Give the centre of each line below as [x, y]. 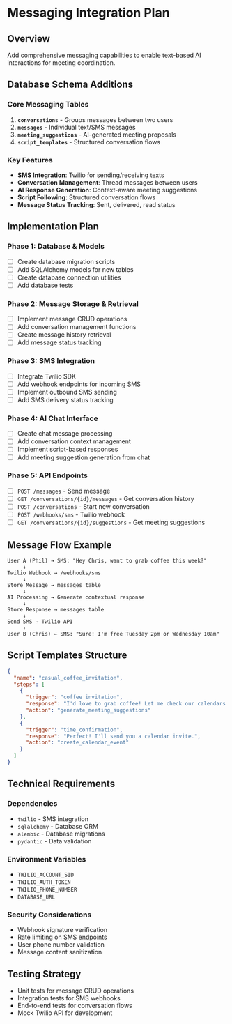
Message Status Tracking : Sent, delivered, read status [96, 204]
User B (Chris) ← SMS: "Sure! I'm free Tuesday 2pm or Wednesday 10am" [113, 634]
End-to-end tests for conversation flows [75, 1006]
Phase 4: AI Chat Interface [53, 418]
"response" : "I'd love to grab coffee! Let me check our [110, 704]
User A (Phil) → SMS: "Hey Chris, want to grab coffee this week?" [107, 560]
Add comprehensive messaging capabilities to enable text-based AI [105, 55]
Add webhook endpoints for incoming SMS [79, 384]
